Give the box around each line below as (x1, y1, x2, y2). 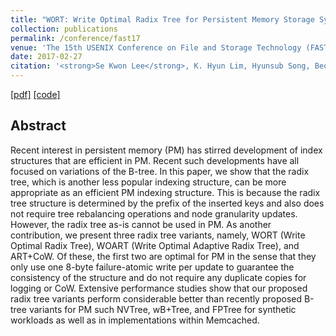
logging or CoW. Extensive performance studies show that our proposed (10, 282, 308, 294)
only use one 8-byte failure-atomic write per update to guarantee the (10, 261, 295, 273)
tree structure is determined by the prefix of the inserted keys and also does (10, 197, 325, 209)
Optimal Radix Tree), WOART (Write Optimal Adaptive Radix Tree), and (10, 239, 300, 251)
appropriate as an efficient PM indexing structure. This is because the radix (10, 186, 321, 198)
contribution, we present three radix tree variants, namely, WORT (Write (10, 229, 306, 241)
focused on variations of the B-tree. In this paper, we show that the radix (10, 165, 310, 177)
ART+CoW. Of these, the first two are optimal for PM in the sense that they (10, 250, 317, 262)
